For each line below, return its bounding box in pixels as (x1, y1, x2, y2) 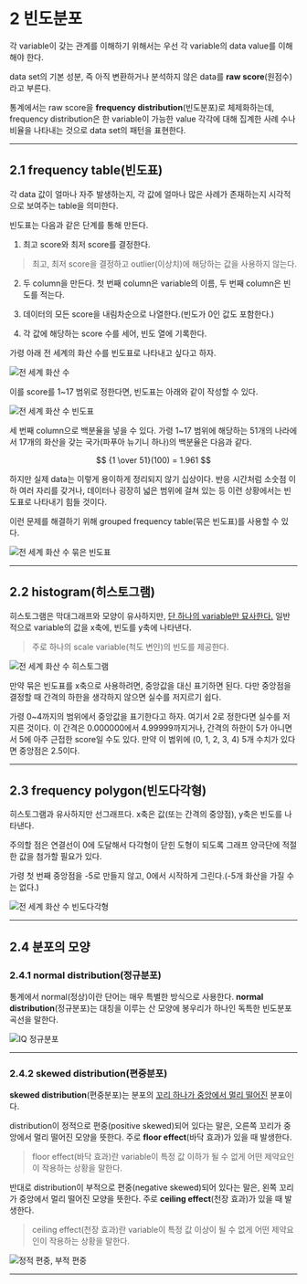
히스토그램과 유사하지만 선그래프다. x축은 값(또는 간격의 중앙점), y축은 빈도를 (9, 809, 283, 820)
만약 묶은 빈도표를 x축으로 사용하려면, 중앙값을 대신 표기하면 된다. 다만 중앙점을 (9, 679, 292, 690)
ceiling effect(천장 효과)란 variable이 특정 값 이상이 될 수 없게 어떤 (31, 1225, 270, 1236)
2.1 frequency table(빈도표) (9, 163, 163, 178)
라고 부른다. (9, 82, 52, 93)
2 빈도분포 (9, 8, 83, 29)
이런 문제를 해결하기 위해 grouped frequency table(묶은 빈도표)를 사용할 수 (9, 515, 280, 526)
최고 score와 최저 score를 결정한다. (22, 238, 151, 249)
